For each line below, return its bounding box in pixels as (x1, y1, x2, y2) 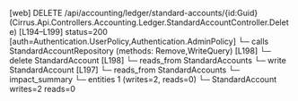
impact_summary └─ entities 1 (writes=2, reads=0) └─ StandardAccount (9, 74, 276, 84)
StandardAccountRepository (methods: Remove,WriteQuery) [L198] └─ (9, 46, 272, 56)
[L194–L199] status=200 (19, 27, 108, 37)
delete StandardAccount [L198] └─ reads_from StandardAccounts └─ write (9, 55, 287, 65)
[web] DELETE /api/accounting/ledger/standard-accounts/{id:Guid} (9, 8, 259, 18)
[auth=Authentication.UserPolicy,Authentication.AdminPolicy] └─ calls (9, 36, 269, 46)
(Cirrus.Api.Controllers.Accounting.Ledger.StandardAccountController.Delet (9, 17, 289, 28)
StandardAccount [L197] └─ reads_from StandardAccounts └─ (9, 64, 241, 75)
